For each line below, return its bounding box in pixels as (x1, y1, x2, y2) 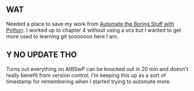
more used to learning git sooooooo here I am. (6, 32, 119, 40)
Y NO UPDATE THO (6, 50, 78, 60)
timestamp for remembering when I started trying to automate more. (6, 77, 172, 85)
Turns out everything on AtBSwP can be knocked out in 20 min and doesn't (6, 65, 189, 72)
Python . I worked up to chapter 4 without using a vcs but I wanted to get (6, 26, 181, 33)
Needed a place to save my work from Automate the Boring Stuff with (6, 20, 175, 27)
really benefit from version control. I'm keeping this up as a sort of (6, 72, 166, 79)
